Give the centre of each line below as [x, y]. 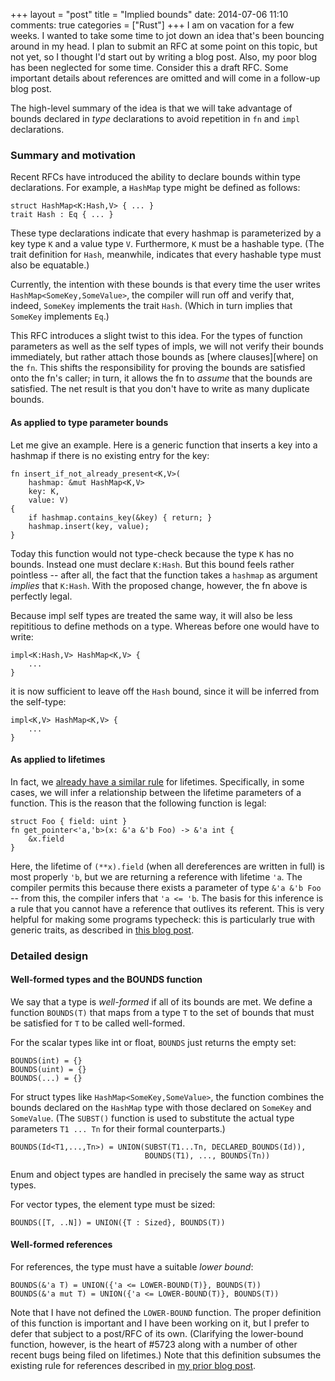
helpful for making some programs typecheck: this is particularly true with [163, 919]
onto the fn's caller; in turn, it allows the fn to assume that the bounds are [161, 378]
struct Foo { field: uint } [69, 821]
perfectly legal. [41, 596]
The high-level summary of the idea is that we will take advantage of [151, 108]
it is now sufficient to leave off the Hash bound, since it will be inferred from [165, 691]
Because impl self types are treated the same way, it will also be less [151, 615]
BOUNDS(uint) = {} [48, 1069]
